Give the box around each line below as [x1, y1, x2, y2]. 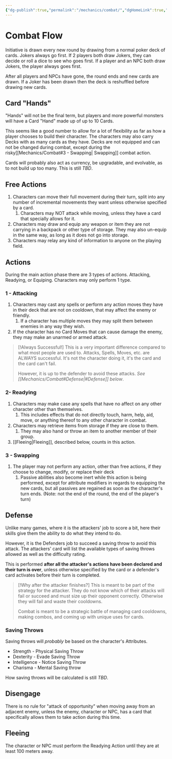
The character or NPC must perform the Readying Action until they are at [5, 743, 159, 749]
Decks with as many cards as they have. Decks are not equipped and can [5, 139, 160, 145]
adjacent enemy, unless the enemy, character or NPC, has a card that [5, 708, 152, 715]
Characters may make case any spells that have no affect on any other [12, 401, 162, 407]
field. [12, 243, 24, 249]
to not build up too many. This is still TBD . [5, 165, 93, 171]
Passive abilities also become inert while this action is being [20, 474, 147, 480]
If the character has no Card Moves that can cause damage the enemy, [12, 329, 163, 335]
